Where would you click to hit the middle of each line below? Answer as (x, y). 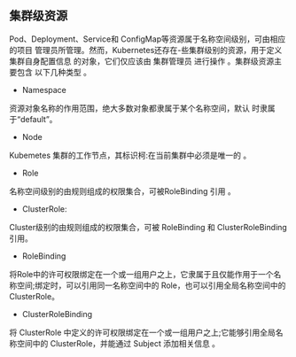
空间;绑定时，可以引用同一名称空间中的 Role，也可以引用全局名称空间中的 (151, 285)
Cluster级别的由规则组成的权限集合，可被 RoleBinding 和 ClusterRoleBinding (148, 227)
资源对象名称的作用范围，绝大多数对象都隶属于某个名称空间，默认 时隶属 (142, 108)
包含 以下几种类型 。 (54, 72)
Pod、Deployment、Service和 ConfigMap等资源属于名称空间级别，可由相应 (148, 39)
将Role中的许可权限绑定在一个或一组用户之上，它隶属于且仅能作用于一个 (141, 274)
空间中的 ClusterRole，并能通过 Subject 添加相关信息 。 (118, 343)
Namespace (44, 89)
